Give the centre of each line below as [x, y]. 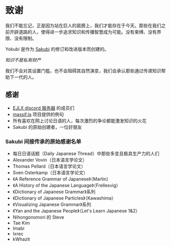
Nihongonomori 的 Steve [38, 217]
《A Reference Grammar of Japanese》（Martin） [62, 179]
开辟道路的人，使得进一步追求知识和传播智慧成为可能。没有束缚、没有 [83, 32]
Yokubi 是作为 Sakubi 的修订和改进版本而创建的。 [57, 49]
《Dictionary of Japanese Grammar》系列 [54, 192]
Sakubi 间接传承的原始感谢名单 [43, 142]
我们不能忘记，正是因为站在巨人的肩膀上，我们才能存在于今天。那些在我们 [83, 25]
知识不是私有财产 [23, 60]
